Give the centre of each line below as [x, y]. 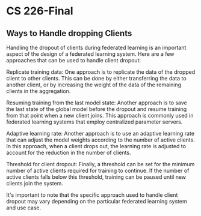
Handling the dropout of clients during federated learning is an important [96, 47]
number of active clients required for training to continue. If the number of [98, 170]
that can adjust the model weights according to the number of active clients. [101, 140]
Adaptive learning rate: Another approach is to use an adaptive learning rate [100, 133]
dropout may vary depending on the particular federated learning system [97, 201]
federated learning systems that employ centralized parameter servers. [94, 122]
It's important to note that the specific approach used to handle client [92, 195]
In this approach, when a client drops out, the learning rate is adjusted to [96, 146]
